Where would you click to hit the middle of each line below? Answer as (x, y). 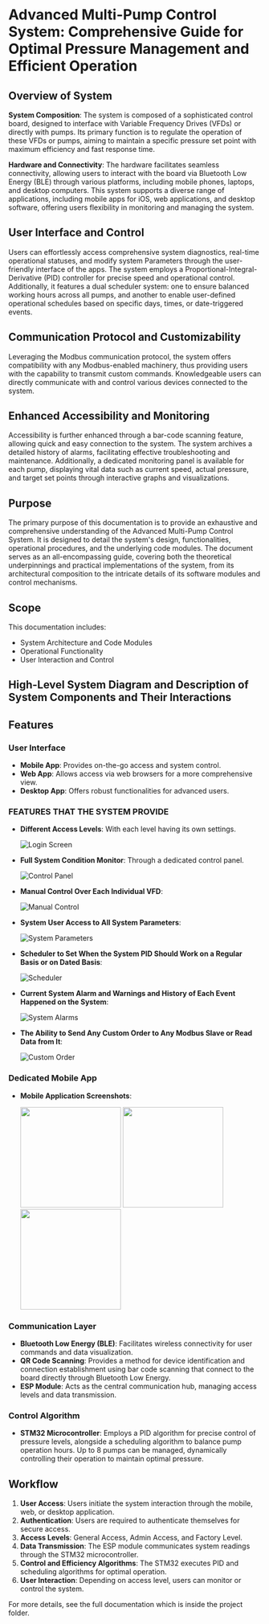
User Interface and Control (76, 233)
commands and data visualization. (77, 1352)
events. (20, 312)
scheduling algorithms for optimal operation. (93, 1572)
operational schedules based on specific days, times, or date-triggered (126, 303)
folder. (19, 1613)
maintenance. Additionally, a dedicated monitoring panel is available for (126, 461)
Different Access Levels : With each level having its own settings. (128, 829)
